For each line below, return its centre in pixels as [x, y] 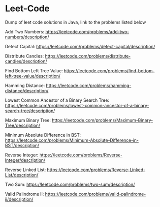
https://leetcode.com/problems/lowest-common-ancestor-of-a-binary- [77, 105]
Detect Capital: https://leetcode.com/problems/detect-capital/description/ [80, 46]
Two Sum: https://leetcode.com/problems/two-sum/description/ [70, 184]
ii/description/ [19, 199]
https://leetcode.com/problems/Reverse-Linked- [96, 170]
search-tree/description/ [30, 111]
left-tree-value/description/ [33, 76]
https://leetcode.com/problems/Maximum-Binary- [102, 120]
